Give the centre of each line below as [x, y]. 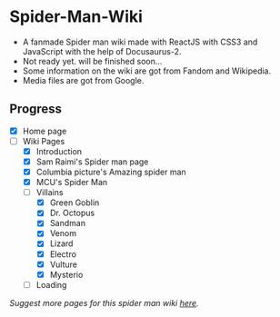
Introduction [59, 151]
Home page [45, 131]
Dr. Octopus [72, 213]
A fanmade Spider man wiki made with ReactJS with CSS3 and [140, 42]
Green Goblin [75, 203]
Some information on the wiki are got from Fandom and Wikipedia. [147, 71]
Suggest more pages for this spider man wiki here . [104, 302]
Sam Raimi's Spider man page [92, 162]
